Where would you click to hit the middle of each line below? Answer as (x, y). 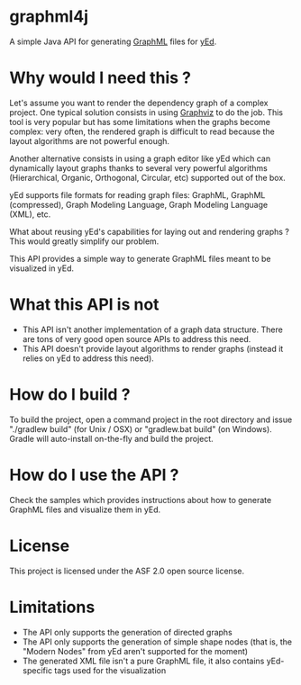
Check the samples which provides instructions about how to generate (141, 500)
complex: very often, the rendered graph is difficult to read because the (142, 131)
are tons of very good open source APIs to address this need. (137, 338)
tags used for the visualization (110, 670)
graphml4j (49, 17)
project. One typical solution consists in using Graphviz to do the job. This (146, 112)
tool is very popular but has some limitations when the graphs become (140, 122)
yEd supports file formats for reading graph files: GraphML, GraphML (137, 194)
